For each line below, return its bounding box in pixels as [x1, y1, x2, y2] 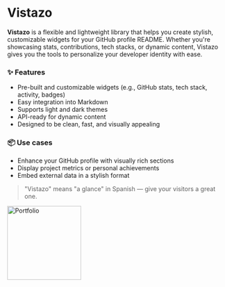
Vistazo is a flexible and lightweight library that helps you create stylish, [7, 28, 214, 36]
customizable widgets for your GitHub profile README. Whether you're [7, 35, 210, 43]
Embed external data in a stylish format [17, 171, 130, 179]
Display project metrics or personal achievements [17, 163, 160, 172]
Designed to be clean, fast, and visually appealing [17, 120, 160, 129]
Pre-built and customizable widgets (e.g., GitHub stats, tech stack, [17, 83, 208, 92]
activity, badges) [17, 90, 66, 99]
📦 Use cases [7, 138, 53, 147]
